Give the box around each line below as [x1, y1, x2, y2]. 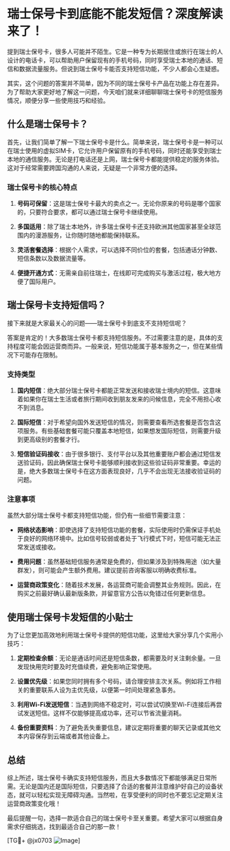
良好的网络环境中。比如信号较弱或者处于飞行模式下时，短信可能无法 [23, 535, 216, 543]
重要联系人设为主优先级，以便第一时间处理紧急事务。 [29, 686, 179, 694]
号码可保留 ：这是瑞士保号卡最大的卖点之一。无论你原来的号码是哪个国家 [16, 200, 221, 208]
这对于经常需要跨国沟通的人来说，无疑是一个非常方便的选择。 [7, 163, 181, 172]
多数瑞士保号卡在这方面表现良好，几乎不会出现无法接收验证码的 [40, 467, 221, 476]
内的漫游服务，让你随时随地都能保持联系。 [23, 231, 144, 240]
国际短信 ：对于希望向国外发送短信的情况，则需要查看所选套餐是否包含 [16, 418, 216, 426]
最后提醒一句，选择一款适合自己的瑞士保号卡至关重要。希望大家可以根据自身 [7, 814, 223, 822]
